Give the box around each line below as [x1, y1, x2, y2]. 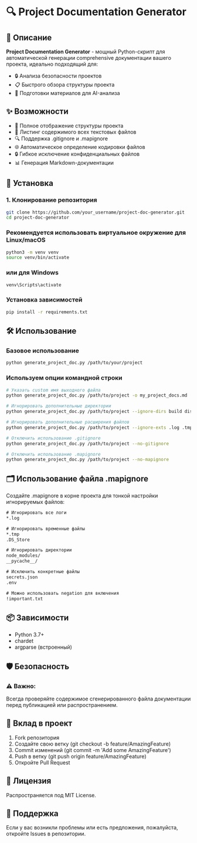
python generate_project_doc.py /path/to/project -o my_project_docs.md [6, 392, 188, 398]
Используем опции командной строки [6, 374, 123, 382]
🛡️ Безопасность [6, 661, 69, 671]
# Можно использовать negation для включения [6, 590, 119, 596]
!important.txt [6, 595, 43, 602]
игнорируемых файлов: [6, 499, 65, 506]
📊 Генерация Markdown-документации [14, 159, 114, 166]
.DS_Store [6, 537, 30, 543]
